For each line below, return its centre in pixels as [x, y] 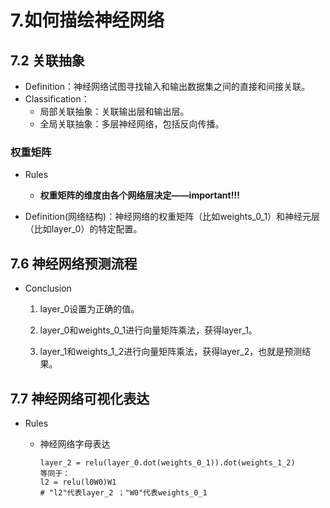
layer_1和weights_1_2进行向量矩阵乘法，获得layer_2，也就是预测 [171, 352]
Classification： [57, 99]
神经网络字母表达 [75, 443]
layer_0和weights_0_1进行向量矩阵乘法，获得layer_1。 [148, 330]
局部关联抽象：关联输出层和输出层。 [114, 111]
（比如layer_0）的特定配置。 [83, 229]
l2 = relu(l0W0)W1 [78, 482]
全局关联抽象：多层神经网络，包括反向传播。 [132, 124]
